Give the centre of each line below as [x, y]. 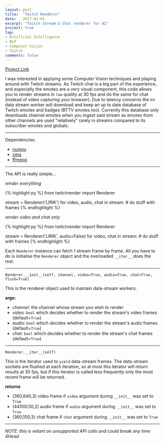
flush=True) [17, 279]
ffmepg [20, 160]
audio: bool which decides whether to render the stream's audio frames [85, 323]
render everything [23, 183]
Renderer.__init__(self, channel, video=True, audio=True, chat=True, [79, 275]
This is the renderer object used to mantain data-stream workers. [71, 288]
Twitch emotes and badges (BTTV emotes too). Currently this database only [82, 110]
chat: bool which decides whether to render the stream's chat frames [82, 333]
